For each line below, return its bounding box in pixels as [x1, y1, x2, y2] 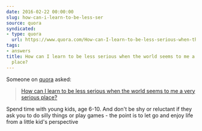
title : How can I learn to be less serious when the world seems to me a [6, 53, 195, 59]
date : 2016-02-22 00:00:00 [6, 8, 74, 15]
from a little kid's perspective [6, 118, 79, 125]
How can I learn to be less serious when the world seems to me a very [20, 87, 195, 94]
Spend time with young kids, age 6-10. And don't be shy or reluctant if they [6, 105, 192, 112]
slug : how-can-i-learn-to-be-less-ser [6, 14, 103, 20]
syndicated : [6, 25, 36, 32]
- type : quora [6, 31, 42, 37]
